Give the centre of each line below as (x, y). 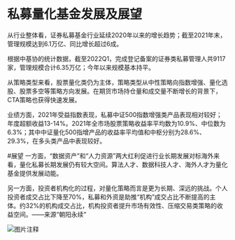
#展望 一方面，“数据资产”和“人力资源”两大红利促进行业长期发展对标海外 (111, 155)
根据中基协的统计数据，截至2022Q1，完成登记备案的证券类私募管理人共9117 (116, 58)
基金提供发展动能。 (35, 173)
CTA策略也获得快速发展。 (44, 99)
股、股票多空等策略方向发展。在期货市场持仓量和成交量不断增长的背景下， (114, 91)
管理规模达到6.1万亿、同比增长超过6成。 (65, 43)
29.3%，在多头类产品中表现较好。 (57, 141)
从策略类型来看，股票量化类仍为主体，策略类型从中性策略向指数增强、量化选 (117, 82)
